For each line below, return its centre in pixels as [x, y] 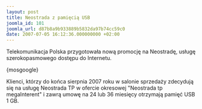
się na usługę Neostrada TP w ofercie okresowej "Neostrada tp [84, 88]
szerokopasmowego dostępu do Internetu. [59, 58]
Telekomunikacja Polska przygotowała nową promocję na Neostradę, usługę [101, 51]
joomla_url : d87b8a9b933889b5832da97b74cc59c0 [66, 29]
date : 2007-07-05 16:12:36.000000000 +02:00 [63, 35]
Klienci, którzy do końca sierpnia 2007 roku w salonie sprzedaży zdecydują [100, 82]
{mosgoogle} [23, 70]
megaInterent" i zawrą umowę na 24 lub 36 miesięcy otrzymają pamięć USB [101, 94]
